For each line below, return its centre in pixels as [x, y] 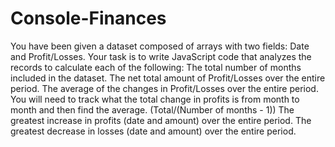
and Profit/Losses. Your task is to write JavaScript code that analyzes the [161, 56]
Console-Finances [88, 18]
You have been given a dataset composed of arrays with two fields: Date [160, 46]
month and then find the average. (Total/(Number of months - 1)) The [152, 109]
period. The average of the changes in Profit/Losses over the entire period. [164, 88]
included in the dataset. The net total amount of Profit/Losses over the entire [168, 78]
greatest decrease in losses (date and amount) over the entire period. [153, 131]
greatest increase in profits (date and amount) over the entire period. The [161, 120]
